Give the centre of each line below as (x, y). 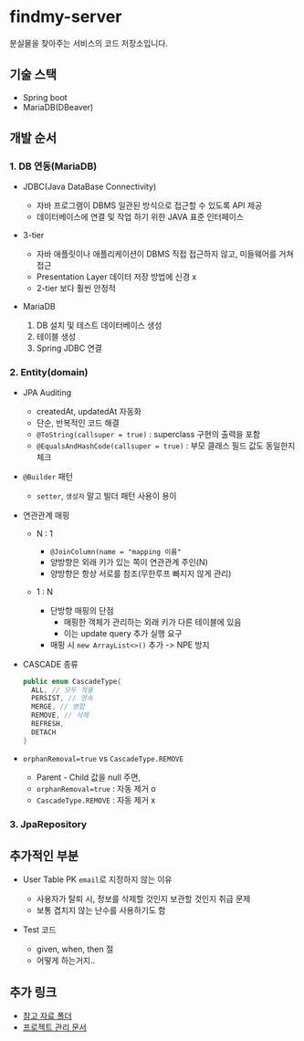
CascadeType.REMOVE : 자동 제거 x (96, 800)
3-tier (33, 236)
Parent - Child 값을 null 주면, (89, 777)
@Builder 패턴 (47, 476)
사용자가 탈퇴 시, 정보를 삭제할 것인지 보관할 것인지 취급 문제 (143, 899)
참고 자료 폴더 (47, 1016)
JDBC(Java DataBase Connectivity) (89, 187)
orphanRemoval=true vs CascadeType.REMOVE (103, 758)
